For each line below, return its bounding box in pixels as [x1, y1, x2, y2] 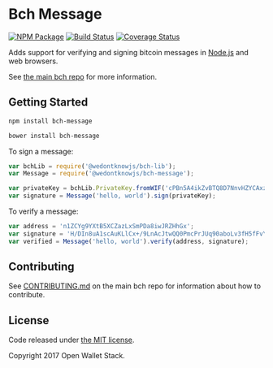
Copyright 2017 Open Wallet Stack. [8, 351, 126, 361]
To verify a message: [8, 206, 79, 216]
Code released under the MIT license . [8, 335, 135, 345]
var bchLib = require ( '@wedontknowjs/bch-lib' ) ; [8, 162, 176, 171]
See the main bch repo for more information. [8, 71, 158, 81]
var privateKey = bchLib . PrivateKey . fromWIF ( [8, 184, 165, 193]
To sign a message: [8, 146, 74, 156]
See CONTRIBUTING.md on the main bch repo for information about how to [8, 281, 262, 291]
